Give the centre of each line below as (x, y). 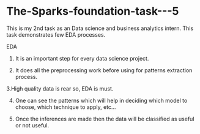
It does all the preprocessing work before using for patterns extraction (104, 70)
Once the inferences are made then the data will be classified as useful (105, 119)
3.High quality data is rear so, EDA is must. (60, 88)
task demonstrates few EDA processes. (56, 34)
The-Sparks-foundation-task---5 (93, 11)
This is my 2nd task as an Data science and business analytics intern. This (100, 28)
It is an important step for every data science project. (82, 58)
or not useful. (32, 125)
